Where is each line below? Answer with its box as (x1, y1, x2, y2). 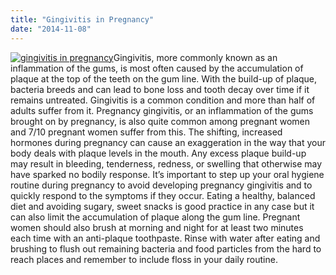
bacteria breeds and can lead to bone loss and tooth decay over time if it (10, 83, 310, 95)
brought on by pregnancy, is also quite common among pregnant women (10, 115, 310, 127)
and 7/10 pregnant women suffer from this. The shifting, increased (10, 126, 283, 138)
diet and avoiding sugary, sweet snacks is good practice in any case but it (10, 200, 315, 212)
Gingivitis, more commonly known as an (113, 51, 278, 63)
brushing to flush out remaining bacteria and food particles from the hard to (10, 242, 322, 255)
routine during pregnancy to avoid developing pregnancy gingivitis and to (10, 179, 313, 191)
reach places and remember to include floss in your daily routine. (10, 253, 278, 265)
